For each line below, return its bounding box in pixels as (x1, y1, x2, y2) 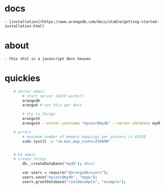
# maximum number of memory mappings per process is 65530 (22, 134, 146, 139)
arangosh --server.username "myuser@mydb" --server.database (22, 121, 151, 126)
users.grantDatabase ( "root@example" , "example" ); (22, 179, 126, 184)
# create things (13, 156, 47, 162)
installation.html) (4, 23, 45, 29)
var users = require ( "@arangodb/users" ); (22, 170, 109, 175)
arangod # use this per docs (22, 103, 82, 108)
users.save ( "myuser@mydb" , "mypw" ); (22, 175, 98, 180)
